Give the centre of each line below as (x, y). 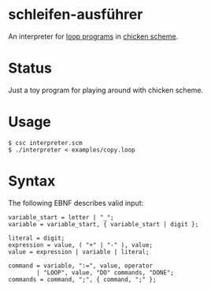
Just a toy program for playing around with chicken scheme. (106, 90)
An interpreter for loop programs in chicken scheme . (93, 36)
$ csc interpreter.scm (45, 143)
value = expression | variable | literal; (79, 252)
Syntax (32, 181)
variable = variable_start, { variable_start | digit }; (104, 224)
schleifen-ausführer (76, 15)
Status (30, 68)
